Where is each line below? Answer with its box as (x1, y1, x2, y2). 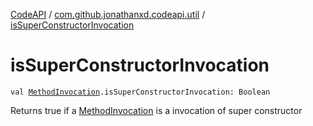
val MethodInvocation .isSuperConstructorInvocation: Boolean (10, 87, 271, 97)
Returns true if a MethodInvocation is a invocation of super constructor (10, 104, 303, 116)
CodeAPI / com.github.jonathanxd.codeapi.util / (10, 9, 206, 20)
